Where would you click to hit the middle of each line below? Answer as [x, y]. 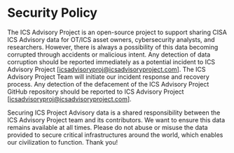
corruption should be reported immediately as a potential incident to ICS [111, 61]
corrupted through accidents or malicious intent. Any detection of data [109, 54]
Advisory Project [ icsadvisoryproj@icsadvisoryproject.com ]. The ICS [106, 69]
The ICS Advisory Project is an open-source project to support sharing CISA [117, 32]
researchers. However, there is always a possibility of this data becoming [113, 47]
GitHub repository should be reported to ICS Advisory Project [96, 92]
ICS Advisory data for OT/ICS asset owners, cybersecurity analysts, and [111, 39]
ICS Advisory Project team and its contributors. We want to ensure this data [116, 119]
